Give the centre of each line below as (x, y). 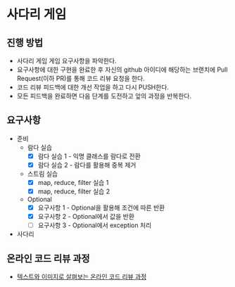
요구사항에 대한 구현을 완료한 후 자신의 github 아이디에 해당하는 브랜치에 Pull (122, 70)
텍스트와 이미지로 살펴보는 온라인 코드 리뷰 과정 (82, 277)
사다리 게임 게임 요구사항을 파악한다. (66, 61)
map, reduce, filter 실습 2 (74, 191)
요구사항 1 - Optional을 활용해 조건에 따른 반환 (101, 208)
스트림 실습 (42, 174)
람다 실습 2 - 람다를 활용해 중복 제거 (87, 165)
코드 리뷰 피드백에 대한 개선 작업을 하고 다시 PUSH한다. (93, 87)
